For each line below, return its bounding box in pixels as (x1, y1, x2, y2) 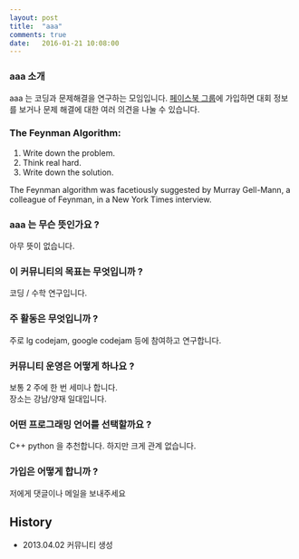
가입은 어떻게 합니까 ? (9, 466, 99, 478)
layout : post (9, 13, 59, 23)
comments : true (9, 30, 67, 39)
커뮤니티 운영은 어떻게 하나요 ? (9, 360, 135, 372)
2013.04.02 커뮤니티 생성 (22, 540, 113, 551)
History (9, 515, 53, 530)
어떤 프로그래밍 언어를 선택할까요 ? (9, 418, 152, 430)
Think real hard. (22, 157, 82, 168)
